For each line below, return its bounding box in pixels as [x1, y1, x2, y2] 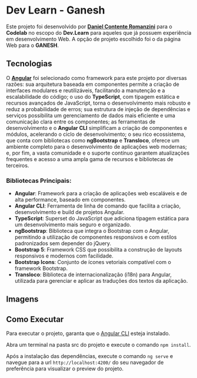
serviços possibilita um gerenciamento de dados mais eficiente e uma [6, 112, 175, 119]
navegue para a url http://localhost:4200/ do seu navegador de [6, 359, 164, 366]
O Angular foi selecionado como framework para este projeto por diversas [6, 74, 187, 81]
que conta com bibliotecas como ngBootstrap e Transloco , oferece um [6, 136, 179, 144]
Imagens [6, 295, 39, 305]
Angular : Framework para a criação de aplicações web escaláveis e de [14, 190, 187, 197]
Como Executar [6, 314, 64, 324]
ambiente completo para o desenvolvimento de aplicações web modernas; [6, 143, 187, 150]
